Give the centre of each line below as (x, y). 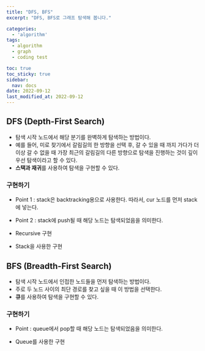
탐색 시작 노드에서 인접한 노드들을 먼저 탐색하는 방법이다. (83, 281)
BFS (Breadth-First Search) (59, 266)
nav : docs (24, 85)
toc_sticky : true (28, 74)
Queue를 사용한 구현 (40, 342)
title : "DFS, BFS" (30, 12)
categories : (21, 29)
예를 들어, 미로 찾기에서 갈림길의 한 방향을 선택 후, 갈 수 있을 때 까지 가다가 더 (107, 145)
